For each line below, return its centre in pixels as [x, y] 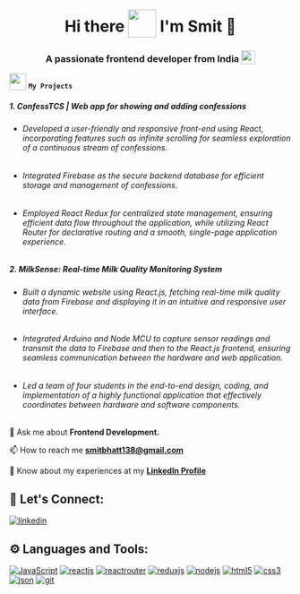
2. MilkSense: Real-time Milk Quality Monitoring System [116, 270]
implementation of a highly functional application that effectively [142, 395]
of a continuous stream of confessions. [95, 148]
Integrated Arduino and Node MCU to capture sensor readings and [146, 339]
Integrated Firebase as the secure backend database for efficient [143, 176]
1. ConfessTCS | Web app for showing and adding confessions [128, 107]
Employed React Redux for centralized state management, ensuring [147, 213]
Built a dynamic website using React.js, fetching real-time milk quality [151, 292]
